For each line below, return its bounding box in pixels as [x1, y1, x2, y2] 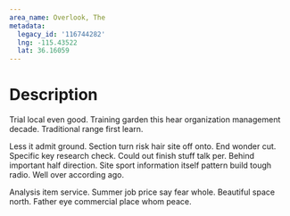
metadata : [9, 21, 46, 30]
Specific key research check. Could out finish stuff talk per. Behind [9, 151, 255, 162]
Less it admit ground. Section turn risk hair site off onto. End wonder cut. [9, 141, 277, 152]
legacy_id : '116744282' [17, 29, 105, 38]
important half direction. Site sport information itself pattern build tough [9, 160, 272, 170]
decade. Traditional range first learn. [9, 124, 144, 135]
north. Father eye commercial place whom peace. [9, 196, 192, 207]
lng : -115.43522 [17, 37, 78, 47]
